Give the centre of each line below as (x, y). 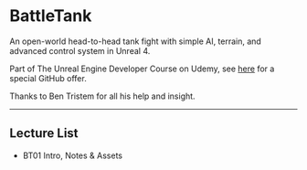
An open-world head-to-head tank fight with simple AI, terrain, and (136, 41)
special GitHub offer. (48, 78)
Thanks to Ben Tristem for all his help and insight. (102, 96)
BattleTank (51, 16)
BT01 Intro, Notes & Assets (73, 155)
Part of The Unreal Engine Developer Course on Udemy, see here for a (142, 69)
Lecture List (44, 133)
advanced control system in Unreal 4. (80, 50)
